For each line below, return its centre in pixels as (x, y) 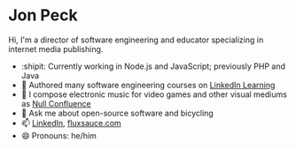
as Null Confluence (56, 103)
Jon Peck (43, 15)
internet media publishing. (56, 48)
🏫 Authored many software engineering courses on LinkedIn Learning (148, 85)
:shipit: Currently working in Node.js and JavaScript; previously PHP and (153, 66)
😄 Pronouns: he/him (58, 135)
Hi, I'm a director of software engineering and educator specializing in (136, 40)
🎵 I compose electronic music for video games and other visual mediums (154, 94)
